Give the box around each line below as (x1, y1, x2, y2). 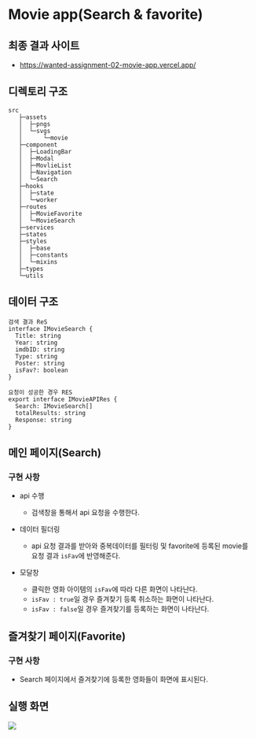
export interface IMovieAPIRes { (8, 395, 118, 403)
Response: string (15, 416, 72, 424)
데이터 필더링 (19, 525, 60, 534)
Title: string (15, 332, 61, 339)
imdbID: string (15, 345, 65, 354)
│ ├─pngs (18, 120, 51, 128)
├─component (18, 140, 58, 149)
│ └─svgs (18, 127, 51, 135)
